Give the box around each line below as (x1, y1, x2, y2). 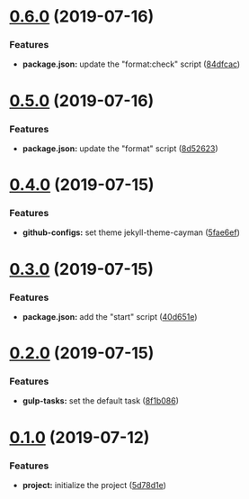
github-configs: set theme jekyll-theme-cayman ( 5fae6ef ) (22, 227, 241, 238)
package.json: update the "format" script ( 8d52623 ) (22, 142, 218, 154)
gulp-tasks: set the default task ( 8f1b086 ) (22, 395, 180, 406)
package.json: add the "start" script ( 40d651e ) (22, 311, 198, 322)
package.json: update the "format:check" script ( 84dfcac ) (22, 59, 241, 69)
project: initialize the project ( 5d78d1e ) (22, 479, 166, 490)
